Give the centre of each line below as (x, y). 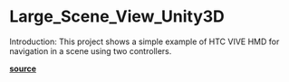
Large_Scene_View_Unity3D (117, 17)
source (23, 68)
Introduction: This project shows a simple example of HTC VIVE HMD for (144, 41)
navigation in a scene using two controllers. (91, 50)
